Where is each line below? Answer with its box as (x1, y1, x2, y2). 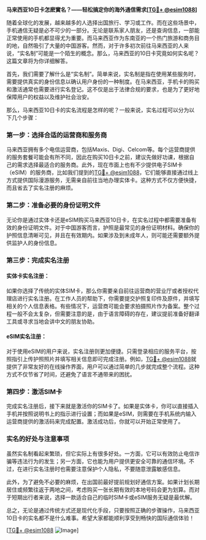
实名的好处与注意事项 (6, 435, 69, 443)
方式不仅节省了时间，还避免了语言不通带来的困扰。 (6, 370, 135, 378)
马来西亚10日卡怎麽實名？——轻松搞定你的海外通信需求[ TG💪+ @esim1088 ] (6, 6, 197, 13)
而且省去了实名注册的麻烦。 (6, 184, 77, 192)
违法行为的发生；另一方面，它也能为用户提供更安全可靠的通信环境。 (17, 457, 189, 465)
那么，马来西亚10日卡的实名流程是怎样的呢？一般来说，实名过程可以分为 (6, 107, 189, 113)
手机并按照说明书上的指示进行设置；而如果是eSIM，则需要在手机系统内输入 (6, 410, 197, 417)
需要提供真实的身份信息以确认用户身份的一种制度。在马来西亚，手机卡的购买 (6, 78, 200, 85)
